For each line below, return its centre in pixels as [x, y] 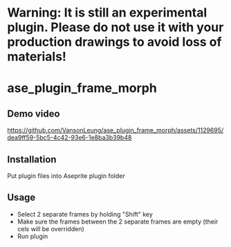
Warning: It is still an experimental [107, 13]
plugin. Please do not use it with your [115, 27]
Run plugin [33, 236]
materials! [37, 57]
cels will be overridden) [50, 228]
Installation [32, 159]
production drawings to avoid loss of [114, 42]
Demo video [34, 113]
